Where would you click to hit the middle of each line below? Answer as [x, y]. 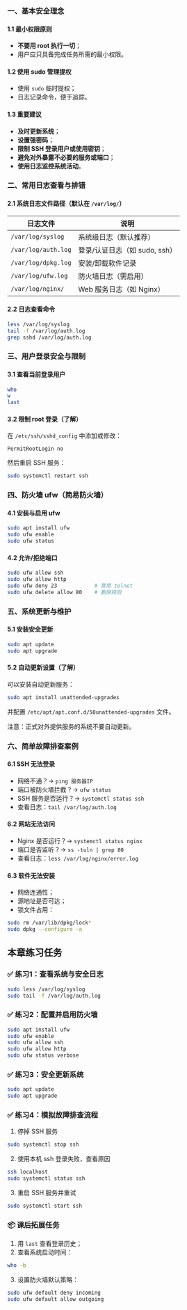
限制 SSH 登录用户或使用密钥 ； [62, 148]
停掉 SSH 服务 [38, 1131]
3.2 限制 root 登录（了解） [44, 419]
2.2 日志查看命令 [31, 309]
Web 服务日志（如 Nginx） [121, 289]
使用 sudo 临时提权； [47, 88]
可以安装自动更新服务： [41, 684]
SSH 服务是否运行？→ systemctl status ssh [81, 798]
